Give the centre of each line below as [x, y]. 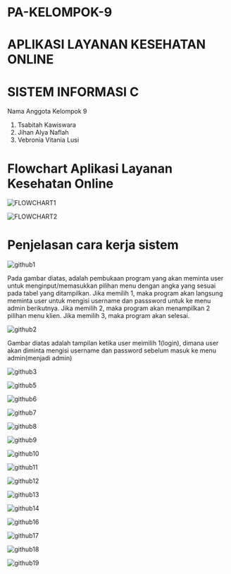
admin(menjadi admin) [40, 358]
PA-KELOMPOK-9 [60, 12]
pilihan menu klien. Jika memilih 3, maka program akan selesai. [99, 316]
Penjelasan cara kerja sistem [93, 245]
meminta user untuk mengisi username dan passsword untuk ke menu [109, 301]
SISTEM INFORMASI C [73, 92]
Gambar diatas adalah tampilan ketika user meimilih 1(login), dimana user [113, 343]
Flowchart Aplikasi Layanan [90, 168]
